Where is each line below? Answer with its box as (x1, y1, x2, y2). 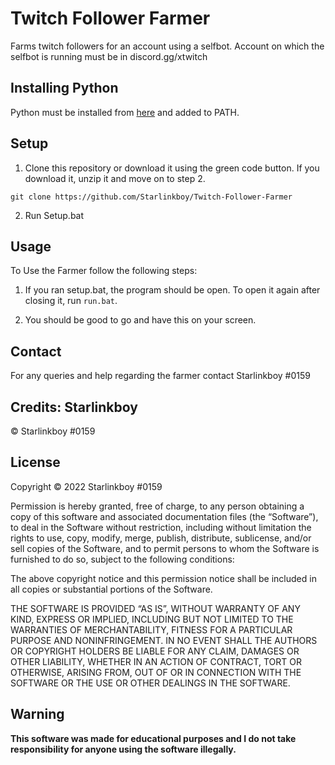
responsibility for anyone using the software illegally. (10, 743, 237, 755)
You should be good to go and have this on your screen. (24, 314, 257, 326)
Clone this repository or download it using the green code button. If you (24, 162, 320, 174)
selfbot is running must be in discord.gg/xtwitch (10, 50, 208, 62)
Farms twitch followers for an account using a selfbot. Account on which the (10, 40, 325, 52)
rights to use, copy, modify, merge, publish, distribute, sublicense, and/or (10, 532, 312, 544)
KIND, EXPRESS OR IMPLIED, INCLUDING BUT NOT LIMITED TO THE (10, 613, 294, 625)
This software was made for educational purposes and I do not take (10, 732, 297, 744)
